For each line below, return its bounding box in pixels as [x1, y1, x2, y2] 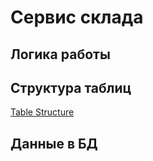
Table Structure [10, 106, 75, 118]
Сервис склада [10, 6, 144, 29]
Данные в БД [10, 135, 98, 152]
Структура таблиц [10, 79, 132, 96]
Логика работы [10, 46, 111, 63]
